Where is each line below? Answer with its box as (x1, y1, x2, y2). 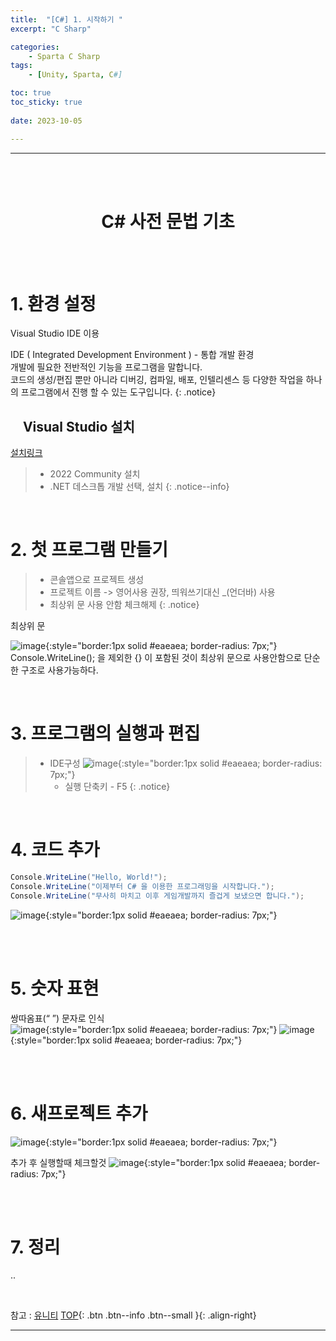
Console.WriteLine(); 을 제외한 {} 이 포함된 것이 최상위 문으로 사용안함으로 (10, 652, 302, 664)
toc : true (10, 88, 52, 98)
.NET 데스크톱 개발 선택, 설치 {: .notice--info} (49, 481, 230, 493)
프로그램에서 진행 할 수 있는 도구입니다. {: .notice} (20, 386, 217, 398)
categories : (10, 42, 60, 52)
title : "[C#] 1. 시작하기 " (10, 14, 123, 25)
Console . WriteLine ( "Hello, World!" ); (10, 872, 168, 882)
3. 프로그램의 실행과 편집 (10, 722, 201, 745)
